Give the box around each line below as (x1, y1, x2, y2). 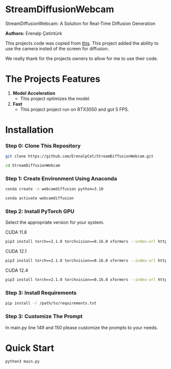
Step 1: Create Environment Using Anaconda (5, 175, 117, 182)
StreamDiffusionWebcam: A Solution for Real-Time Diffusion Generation (5, 20, 156, 26)
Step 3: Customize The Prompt (5, 313, 83, 320)
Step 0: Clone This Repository (5, 142, 81, 149)
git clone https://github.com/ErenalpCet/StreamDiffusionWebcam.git (5, 154, 154, 159)
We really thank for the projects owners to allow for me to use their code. (5, 55, 158, 62)
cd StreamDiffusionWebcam (5, 163, 60, 168)
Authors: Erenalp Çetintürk (5, 30, 63, 36)
